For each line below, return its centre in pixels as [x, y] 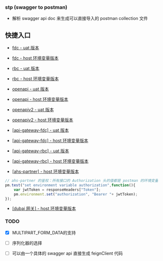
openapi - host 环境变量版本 [40, 99]
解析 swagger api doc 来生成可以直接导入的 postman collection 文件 [80, 18]
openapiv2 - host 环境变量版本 [43, 120]
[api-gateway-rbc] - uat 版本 [41, 151]
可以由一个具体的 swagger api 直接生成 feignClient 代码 [67, 253]
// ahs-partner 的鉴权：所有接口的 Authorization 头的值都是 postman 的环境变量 [82, 181]
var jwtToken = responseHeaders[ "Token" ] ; [57, 190]
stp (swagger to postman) [36, 7]
